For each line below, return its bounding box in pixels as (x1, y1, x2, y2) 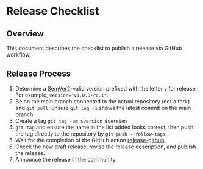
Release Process (6, 69, 71, 79)
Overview (6, 29, 45, 39)
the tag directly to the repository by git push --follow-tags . (15, 129, 168, 137)
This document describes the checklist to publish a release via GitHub (6, 44, 182, 52)
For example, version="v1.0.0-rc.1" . (15, 91, 109, 98)
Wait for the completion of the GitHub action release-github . (15, 136, 166, 143)
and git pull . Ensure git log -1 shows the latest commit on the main (15, 104, 191, 111)
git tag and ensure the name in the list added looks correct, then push (15, 123, 194, 131)
